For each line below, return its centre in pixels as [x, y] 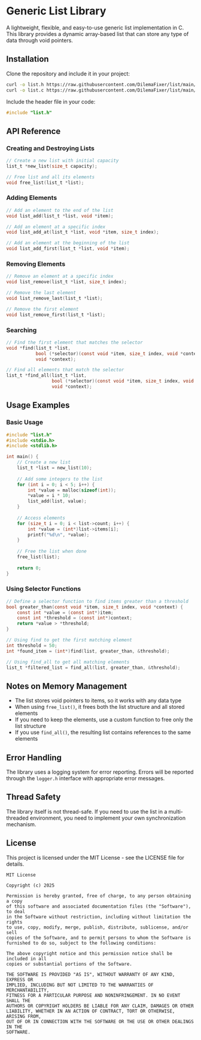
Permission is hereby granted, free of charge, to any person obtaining [99, 896]
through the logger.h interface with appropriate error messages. [86, 778]
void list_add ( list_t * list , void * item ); [60, 216]
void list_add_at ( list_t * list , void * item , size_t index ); [83, 232]
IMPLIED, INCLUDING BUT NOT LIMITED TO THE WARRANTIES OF [80, 985]
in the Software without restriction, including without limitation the [99, 917]
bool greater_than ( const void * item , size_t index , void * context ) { [95, 607]
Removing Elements [36, 264]
